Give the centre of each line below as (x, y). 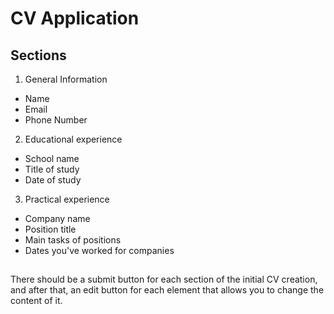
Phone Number (56, 120)
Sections (38, 55)
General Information (66, 79)
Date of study (53, 180)
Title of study (52, 169)
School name (52, 158)
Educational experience (73, 139)
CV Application (75, 18)
